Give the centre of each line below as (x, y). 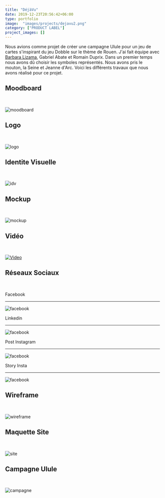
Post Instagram (20, 342)
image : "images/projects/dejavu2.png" (46, 23)
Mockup (18, 199)
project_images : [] (25, 33)
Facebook (15, 294)
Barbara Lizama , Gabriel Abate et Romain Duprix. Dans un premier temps (79, 57)
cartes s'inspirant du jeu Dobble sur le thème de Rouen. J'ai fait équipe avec (82, 52)
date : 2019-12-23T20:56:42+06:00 (39, 14)
